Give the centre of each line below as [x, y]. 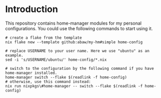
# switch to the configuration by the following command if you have [80, 68]
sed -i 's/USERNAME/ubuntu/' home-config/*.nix [56, 60]
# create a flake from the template [44, 38]
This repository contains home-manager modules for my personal [73, 23]
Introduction [32, 9]
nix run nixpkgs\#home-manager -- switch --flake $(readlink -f [74, 86]
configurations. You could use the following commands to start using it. [79, 28]
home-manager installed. [31, 73]
